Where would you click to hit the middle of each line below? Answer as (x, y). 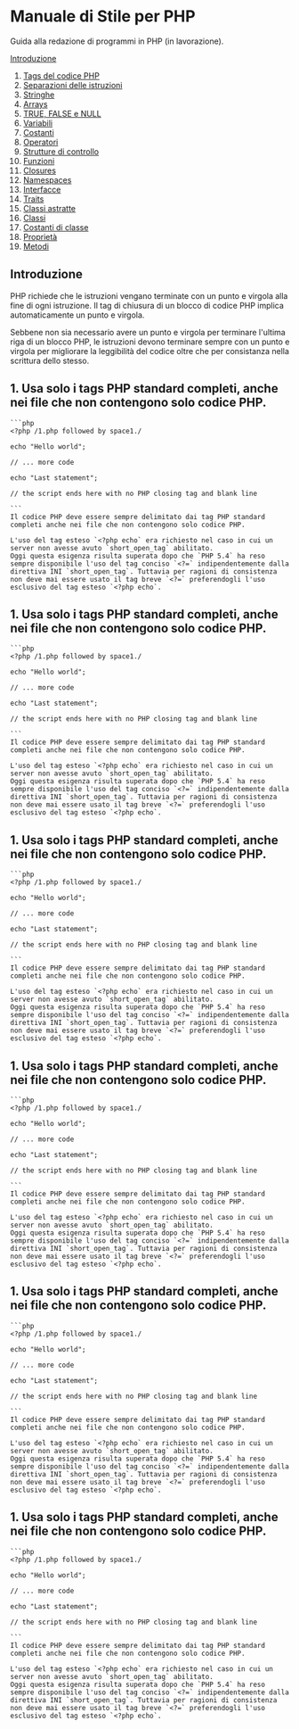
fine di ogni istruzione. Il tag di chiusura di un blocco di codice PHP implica (147, 305)
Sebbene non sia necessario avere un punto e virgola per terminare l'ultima (148, 332)
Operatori (40, 142)
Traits (33, 199)
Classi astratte (49, 208)
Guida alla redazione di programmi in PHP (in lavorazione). (117, 41)
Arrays (35, 103)
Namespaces (47, 179)
